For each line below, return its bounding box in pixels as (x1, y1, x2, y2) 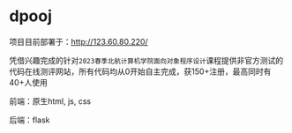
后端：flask (9, 115, 50, 125)
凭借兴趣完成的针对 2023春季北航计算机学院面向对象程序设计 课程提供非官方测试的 (9, 55, 284, 65)
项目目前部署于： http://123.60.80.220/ (9, 36, 148, 47)
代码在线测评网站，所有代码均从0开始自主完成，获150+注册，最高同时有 (9, 66, 272, 77)
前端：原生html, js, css (9, 95, 92, 107)
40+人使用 (9, 77, 49, 87)
